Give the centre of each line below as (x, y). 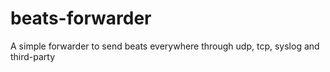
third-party (33, 56)
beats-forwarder (81, 18)
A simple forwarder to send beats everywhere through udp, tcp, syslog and (165, 46)
